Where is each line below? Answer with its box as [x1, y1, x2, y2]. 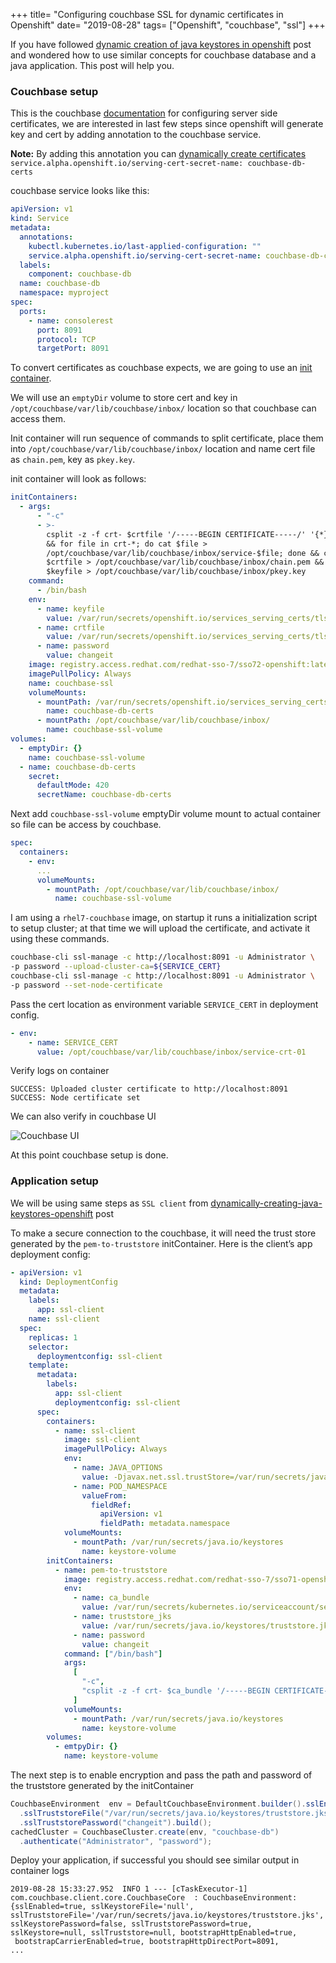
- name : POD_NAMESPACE [73, 1481, 168, 1491]
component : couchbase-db [28, 269, 132, 279]
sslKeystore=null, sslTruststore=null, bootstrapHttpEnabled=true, [10, 1928, 298, 1938]
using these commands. [10, 933, 110, 945]
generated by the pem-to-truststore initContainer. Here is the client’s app [10, 1237, 313, 1249]
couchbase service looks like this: [10, 185, 150, 197]
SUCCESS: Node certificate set [10, 1093, 141, 1103]
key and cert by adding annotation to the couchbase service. [10, 129, 262, 141]
